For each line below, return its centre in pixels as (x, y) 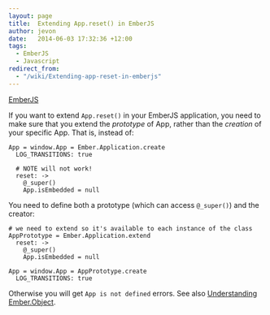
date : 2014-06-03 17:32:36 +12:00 (70, 39)
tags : (17, 46)
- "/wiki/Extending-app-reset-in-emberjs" (89, 76)
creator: (22, 214)
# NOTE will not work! (54, 168)
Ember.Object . (32, 302)
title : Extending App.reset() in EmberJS (81, 24)
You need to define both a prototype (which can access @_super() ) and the (134, 205)
